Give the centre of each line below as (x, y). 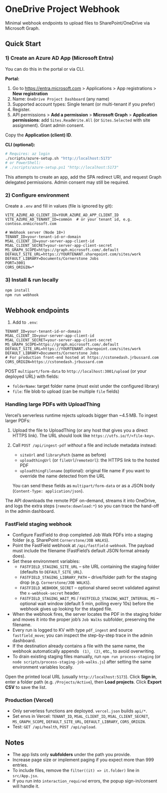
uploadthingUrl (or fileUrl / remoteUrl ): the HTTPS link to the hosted (89, 460)
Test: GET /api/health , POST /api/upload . (54, 727)
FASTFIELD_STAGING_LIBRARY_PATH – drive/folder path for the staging (88, 577)
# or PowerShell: (23, 163)
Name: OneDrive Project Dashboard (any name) (61, 99)
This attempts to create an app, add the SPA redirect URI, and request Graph (83, 177)
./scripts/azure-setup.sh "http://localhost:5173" (59, 158)
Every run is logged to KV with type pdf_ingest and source (72, 630)
